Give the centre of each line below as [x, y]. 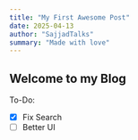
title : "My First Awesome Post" [69, 17]
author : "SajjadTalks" [52, 34]
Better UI [39, 128]
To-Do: [22, 100]
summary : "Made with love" [60, 42]
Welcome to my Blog [68, 78]
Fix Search [42, 118]
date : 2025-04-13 [42, 26]
